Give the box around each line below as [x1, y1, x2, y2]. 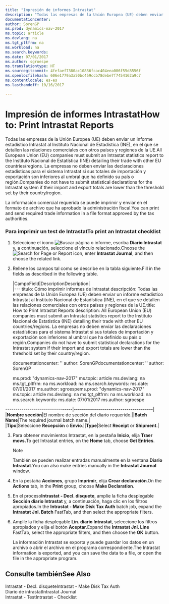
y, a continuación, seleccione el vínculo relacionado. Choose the [12, 245, 145, 251]
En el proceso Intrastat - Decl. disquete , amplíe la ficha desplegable [12, 492, 154, 499]
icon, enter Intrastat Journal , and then [73, 250, 153, 256]
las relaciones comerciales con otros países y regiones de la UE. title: [12, 302, 155, 308]
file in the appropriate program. [12, 555, 78, 561]
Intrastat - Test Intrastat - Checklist [5, 594, 77, 600]
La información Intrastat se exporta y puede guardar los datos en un [12, 539, 154, 545]
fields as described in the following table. [12, 270, 98, 277]
